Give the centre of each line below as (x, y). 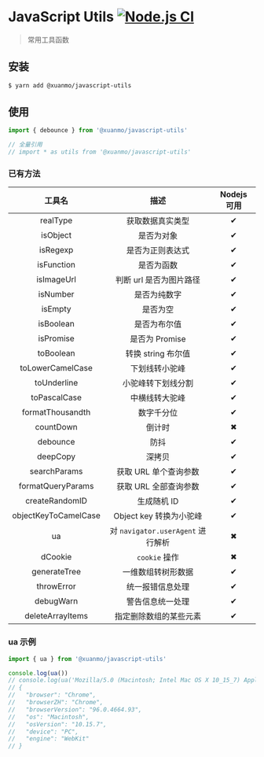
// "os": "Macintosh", (49, 717)
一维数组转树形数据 (158, 572)
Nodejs (233, 194)
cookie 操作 (158, 557)
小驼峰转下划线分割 (158, 383)
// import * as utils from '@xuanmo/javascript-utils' (100, 152)
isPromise (56, 338)
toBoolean (56, 353)
